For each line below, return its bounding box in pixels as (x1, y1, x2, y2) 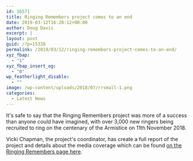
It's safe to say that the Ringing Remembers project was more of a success (6, 112, 187, 119)
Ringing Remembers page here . (6, 148, 83, 155)
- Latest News (11, 95, 46, 101)
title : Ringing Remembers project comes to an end (6, 14, 133, 20)
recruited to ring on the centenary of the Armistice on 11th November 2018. (6, 124, 187, 131)
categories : (6, 90, 35, 96)
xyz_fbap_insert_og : (6, 63, 57, 69)
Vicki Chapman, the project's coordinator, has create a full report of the (6, 135, 178, 142)
